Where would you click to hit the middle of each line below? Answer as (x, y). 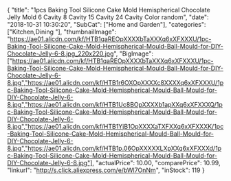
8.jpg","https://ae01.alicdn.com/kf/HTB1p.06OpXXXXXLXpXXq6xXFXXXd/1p (114, 148)
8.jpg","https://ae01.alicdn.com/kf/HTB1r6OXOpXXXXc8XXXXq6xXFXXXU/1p (115, 83)
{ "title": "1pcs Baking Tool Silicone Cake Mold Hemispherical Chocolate (109, 10)
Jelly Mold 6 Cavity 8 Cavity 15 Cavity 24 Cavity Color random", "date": (108, 17)
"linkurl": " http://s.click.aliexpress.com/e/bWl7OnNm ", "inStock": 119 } (106, 170)
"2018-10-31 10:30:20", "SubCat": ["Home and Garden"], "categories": (107, 24)
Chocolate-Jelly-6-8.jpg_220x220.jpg (60, 53)
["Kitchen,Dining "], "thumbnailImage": (62, 32)
